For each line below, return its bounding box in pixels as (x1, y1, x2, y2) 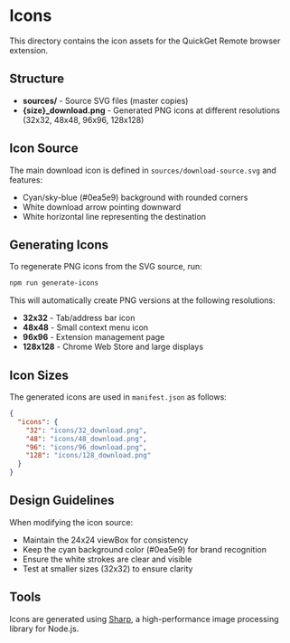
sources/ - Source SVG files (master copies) (22, 95, 189, 106)
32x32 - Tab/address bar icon (22, 313, 136, 324)
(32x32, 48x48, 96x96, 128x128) (22, 114, 145, 125)
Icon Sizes (9, 367, 70, 383)
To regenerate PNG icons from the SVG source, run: (9, 261, 202, 272)
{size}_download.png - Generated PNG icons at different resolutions (22, 105, 280, 116)
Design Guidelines (9, 493, 115, 508)
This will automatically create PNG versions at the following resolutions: (9, 295, 276, 306)
